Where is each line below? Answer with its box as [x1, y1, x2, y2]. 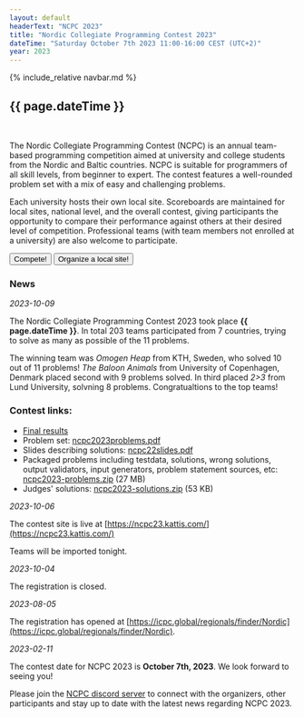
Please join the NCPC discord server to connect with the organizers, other [9, 688, 287, 699]
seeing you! [9, 670, 54, 682]
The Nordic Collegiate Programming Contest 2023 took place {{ [9, 315, 248, 327]
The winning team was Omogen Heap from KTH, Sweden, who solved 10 [9, 353, 282, 364]
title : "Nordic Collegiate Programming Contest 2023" [9, 30, 218, 39]
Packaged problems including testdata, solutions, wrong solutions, [22, 454, 272, 464]
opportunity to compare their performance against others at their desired [9, 215, 282, 226]
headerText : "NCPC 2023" [9, 22, 103, 31]
